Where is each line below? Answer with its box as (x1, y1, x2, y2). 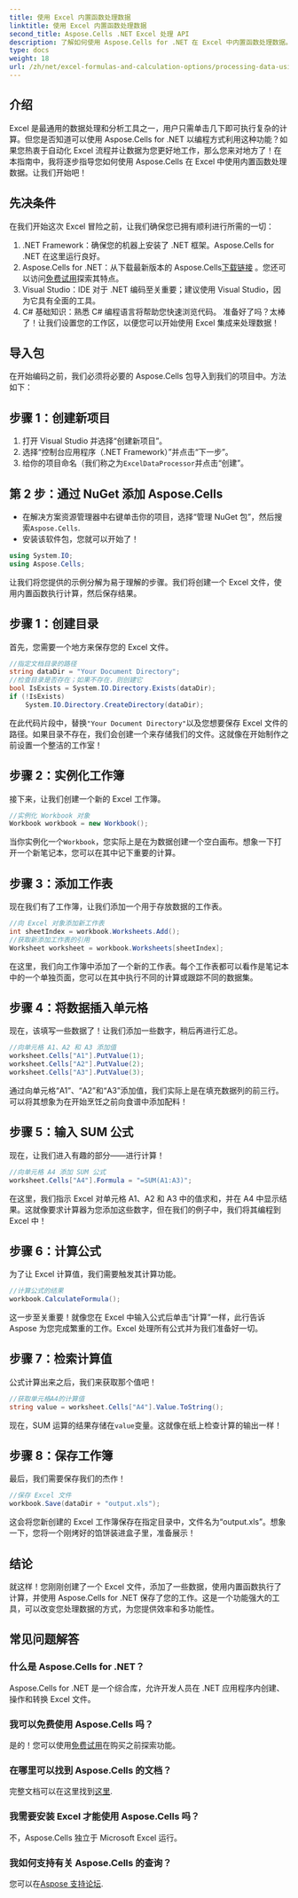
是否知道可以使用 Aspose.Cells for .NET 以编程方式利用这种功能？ (39, 134, 280, 145)
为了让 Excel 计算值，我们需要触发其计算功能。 (9, 1269, 182, 1280)
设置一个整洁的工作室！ (16, 740, 103, 750)
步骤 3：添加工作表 (9, 875, 114, 891)
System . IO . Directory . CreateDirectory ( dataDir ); (25, 700, 204, 710)
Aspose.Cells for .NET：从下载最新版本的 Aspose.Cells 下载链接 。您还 (21, 262, 279, 272)
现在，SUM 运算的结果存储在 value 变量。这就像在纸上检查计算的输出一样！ (9, 1420, 282, 1431)
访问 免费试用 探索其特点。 (29, 272, 124, 284)
